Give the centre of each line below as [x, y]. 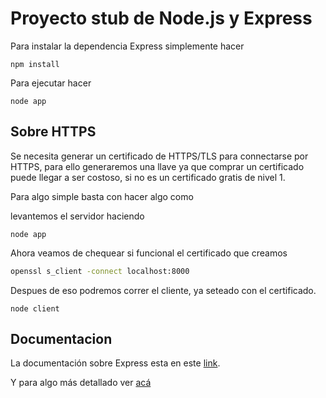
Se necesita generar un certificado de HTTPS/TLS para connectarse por [159, 156]
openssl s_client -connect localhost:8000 [100, 271]
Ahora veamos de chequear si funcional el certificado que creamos [149, 253]
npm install [35, 64]
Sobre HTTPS [53, 132]
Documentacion [61, 339]
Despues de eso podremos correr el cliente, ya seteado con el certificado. [163, 290]
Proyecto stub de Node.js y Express [161, 18]
